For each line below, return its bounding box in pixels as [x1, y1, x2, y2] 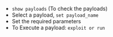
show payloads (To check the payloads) [11, 5, 108, 12]
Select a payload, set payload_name [11, 11, 99, 18]
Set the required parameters [11, 18, 81, 24]
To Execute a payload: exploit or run [11, 24, 105, 31]
